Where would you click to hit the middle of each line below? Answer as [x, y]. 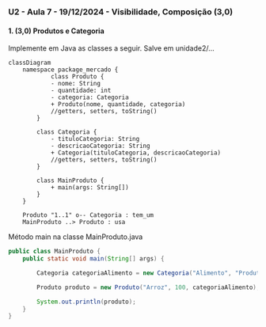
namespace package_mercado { [70, 70]
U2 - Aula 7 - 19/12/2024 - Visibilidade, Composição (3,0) [121, 12]
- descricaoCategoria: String [100, 146]
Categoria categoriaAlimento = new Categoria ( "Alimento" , [134, 273]
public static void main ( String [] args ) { [93, 259]
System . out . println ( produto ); [86, 302]
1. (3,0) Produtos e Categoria [56, 31]
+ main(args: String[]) [89, 188]
